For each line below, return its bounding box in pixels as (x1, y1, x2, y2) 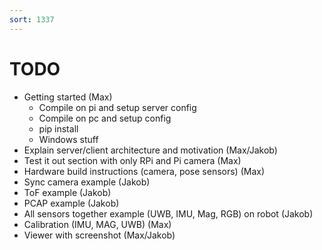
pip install (38, 122, 79, 135)
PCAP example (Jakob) (23, 197, 120, 209)
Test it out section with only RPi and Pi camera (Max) (23, 154, 242, 166)
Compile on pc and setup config (38, 112, 172, 124)
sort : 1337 (9, 14, 55, 25)
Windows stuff (38, 133, 99, 145)
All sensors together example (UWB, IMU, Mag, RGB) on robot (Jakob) (23, 207, 314, 220)
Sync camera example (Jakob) (23, 176, 151, 188)
